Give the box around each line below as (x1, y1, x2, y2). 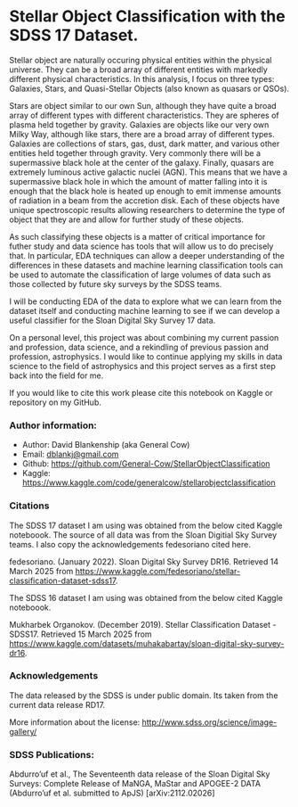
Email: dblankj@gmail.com (21, 449, 119, 460)
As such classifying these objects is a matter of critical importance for (9, 231, 266, 242)
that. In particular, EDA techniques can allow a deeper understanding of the (9, 250, 285, 260)
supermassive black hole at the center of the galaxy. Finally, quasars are (9, 157, 274, 168)
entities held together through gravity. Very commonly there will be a (9, 147, 261, 158)
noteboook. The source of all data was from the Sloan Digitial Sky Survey (9, 529, 278, 540)
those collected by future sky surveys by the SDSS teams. (9, 278, 222, 289)
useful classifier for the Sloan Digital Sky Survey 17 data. (9, 315, 216, 325)
